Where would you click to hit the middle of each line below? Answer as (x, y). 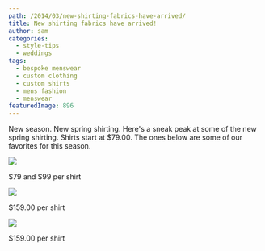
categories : (28, 38)
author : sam (28, 31)
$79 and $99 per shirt (45, 177)
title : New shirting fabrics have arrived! (83, 23)
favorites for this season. (50, 146)
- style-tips (38, 46)
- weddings (34, 53)
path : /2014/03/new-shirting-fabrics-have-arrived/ (97, 16)
